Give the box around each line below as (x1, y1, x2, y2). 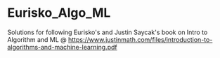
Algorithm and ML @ (7, 35, 67, 43)
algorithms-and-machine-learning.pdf (7, 43, 117, 51)
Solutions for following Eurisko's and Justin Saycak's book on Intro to (7, 28, 208, 36)
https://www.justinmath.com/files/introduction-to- (67, 35, 213, 43)
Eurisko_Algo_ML (7, 5, 111, 21)
